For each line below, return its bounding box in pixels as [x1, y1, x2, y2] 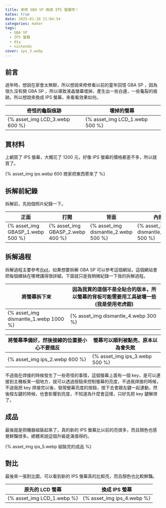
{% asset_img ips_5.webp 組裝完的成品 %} [5, 443, 92, 449]
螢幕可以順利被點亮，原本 [93, 337, 153, 344]
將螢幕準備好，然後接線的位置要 [8, 337, 83, 344]
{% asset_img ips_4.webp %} [83, 495, 151, 502]
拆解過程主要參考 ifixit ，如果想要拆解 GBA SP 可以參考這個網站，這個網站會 [5, 267, 158, 273]
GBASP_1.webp [7, 228, 44, 235]
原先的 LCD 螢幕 [24, 486, 62, 493]
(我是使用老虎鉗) [95, 301, 134, 308]
